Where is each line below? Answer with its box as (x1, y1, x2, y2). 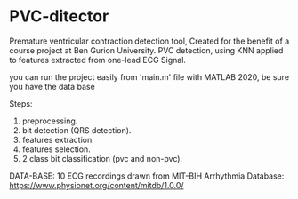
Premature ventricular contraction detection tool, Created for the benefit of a (9, 36, 290, 46)
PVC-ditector (9, 6, 109, 27)
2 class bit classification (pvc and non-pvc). (21, 153, 183, 163)
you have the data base (9, 81, 95, 92)
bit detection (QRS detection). (21, 124, 132, 135)
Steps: (9, 98, 33, 108)
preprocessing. (21, 115, 78, 126)
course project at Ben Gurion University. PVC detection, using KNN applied (9, 44, 284, 55)
